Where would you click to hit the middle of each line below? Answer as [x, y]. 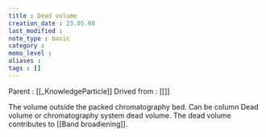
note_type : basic [39, 38]
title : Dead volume [43, 16]
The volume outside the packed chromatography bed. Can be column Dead [134, 106]
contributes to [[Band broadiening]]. [68, 124]
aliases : [25, 61]
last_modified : [35, 31]
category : [27, 46]
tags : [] [25, 68]
